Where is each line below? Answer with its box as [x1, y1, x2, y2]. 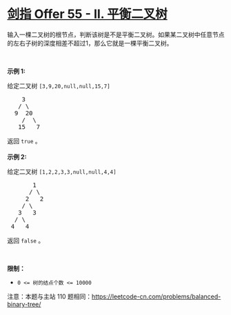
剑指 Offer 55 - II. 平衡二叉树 [7, 6, 168, 22]
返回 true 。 [7, 136, 41, 145]
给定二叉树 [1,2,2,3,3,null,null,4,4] [7, 167, 117, 176]
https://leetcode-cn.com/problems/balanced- [92, 292, 221, 301]
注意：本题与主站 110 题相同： [7, 292, 92, 301]
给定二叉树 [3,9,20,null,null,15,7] [7, 81, 110, 90]
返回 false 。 [7, 236, 45, 245]
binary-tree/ [7, 300, 41, 308]
